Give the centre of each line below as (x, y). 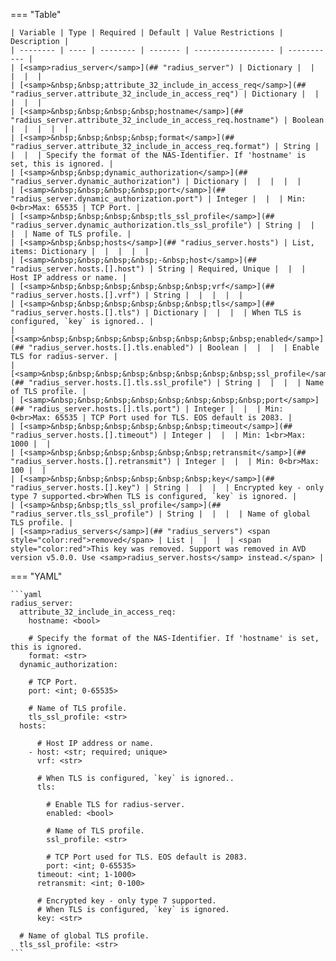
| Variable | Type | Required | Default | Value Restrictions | (147, 33)
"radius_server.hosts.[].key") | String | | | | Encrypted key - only (167, 488)
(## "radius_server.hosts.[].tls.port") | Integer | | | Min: (147, 409)
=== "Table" (36, 14)
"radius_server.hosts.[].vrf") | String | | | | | (127, 295)
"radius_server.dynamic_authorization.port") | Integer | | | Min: (158, 199)
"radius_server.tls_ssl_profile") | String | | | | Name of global (160, 514)
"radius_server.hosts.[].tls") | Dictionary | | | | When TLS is (156, 313)
